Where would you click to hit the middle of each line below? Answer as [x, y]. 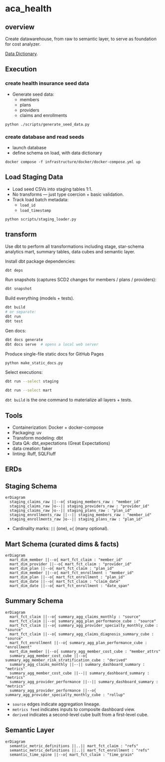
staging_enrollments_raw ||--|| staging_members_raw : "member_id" [81, 515]
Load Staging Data [34, 177]
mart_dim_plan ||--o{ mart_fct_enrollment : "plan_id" [67, 577]
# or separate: [21, 312]
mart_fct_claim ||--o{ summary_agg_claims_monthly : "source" [75, 617]
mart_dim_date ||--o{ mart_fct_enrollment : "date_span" [70, 586]
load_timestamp [35, 210]
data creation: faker [32, 449]
